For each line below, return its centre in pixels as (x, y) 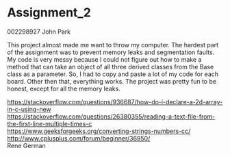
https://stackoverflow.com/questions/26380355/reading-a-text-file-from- (111, 116)
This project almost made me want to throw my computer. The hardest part (113, 45)
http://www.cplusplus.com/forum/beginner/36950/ (79, 138)
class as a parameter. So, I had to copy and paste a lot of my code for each (113, 74)
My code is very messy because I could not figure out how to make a (104, 59)
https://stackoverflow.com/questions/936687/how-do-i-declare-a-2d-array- (115, 102)
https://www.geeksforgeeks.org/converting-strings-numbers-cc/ (99, 131)
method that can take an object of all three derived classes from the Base (111, 67)
